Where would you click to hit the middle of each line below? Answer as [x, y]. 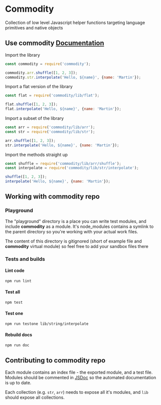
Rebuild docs [19, 335]
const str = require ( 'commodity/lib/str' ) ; [50, 132]
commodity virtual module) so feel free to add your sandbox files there [77, 246]
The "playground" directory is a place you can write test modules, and [76, 221]
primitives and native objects [34, 27]
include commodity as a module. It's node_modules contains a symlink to [80, 226]
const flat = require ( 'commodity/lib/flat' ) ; [52, 96]
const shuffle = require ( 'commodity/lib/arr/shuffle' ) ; [63, 163]
